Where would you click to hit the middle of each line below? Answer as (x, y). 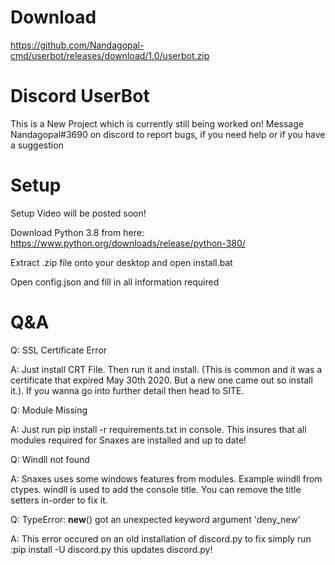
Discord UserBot (80, 96)
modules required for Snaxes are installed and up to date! (128, 440)
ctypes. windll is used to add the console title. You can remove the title (156, 489)
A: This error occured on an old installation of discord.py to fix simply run (161, 538)
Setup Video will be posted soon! (78, 213)
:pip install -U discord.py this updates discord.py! (111, 549)
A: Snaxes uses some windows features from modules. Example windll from (166, 478)
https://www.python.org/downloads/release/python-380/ (128, 243)
